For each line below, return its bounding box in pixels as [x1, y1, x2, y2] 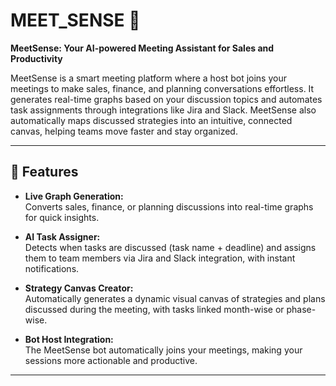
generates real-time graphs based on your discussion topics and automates [10, 93, 323, 105]
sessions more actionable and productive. [24, 354, 198, 366]
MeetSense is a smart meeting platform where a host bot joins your [10, 72, 287, 84]
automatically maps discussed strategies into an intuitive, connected [10, 114, 293, 126]
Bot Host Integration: [24, 333, 114, 345]
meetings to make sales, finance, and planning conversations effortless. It [10, 82, 315, 94]
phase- [286, 303, 317, 315]
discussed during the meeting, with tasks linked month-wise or [24, 303, 285, 315]
